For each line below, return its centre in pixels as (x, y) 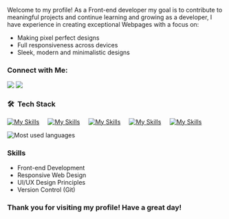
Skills (17, 152)
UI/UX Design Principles (51, 182)
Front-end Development (51, 168)
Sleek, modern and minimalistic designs (74, 52)
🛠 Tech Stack (32, 104)
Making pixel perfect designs (58, 38)
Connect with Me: (37, 70)
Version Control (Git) (46, 189)
